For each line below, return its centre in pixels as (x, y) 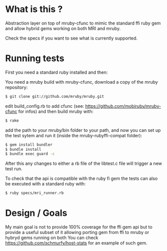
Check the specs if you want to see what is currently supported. (71, 38)
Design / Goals (36, 213)
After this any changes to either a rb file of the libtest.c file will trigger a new (83, 163)
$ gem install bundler (29, 145)
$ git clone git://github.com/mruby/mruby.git (55, 96)
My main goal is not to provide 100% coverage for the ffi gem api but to (79, 227)
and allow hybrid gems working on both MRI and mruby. (63, 28)
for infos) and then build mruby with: (56, 111)
